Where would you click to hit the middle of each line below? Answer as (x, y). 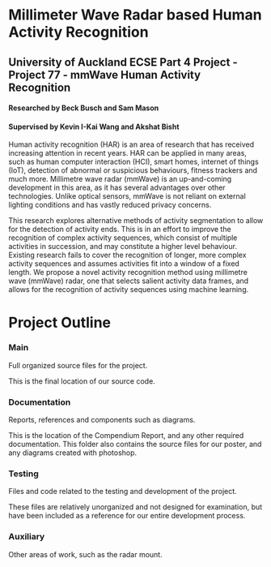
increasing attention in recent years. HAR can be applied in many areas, (127, 153)
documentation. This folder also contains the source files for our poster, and (135, 445)
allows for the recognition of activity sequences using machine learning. (129, 290)
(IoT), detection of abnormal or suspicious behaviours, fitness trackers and (133, 170)
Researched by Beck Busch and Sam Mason (84, 108)
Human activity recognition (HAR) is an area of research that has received (131, 144)
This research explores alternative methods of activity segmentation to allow (136, 221)
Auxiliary (27, 537)
